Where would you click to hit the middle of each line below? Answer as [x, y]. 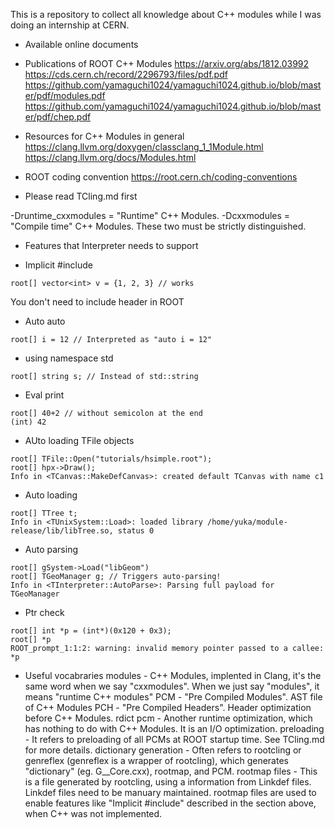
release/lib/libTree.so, [62, 531]
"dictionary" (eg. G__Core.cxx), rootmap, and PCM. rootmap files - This [171, 771]
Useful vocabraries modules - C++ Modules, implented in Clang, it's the [173, 675]
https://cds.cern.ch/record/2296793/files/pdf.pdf [126, 74]
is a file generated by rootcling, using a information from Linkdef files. [168, 782]
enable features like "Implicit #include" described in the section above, [170, 803]
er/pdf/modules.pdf [65, 95]
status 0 [136, 531]
